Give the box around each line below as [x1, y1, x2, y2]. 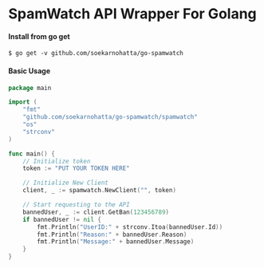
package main [8, 84, 52, 92]
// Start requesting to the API [22, 201, 130, 209]
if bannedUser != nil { [22, 215, 102, 223]
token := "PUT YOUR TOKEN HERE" [22, 164, 130, 172]
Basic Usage [8, 65, 50, 76]
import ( [8, 98, 37, 106]
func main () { [8, 149, 56, 158]
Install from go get [8, 31, 70, 41]
